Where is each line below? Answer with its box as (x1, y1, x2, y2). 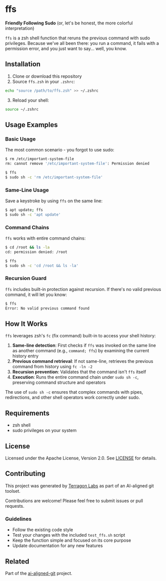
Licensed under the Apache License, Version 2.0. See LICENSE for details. (5, 455, 157, 461)
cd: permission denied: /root (5, 249, 68, 255)
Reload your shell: (12, 97, 50, 103)
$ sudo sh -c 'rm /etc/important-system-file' (5, 174, 103, 180)
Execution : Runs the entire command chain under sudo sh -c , (12, 374, 139, 380)
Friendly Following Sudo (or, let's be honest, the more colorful (5, 20, 133, 26)
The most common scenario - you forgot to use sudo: (5, 147, 114, 153)
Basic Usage (5, 136, 36, 143)
